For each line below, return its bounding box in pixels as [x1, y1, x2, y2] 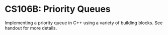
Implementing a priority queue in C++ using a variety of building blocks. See [5, 20, 163, 26]
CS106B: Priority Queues [5, 3, 111, 15]
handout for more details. [5, 25, 57, 31]
